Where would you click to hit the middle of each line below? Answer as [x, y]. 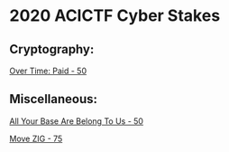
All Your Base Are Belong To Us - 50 [77, 121]
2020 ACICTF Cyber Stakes [115, 16]
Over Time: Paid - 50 [48, 71]
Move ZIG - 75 [36, 138]
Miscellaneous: [53, 99]
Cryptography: [52, 49]
